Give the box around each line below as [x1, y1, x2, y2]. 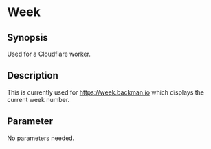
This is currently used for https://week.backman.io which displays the [7, 88, 205, 97]
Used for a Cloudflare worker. [7, 50, 91, 58]
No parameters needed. [7, 134, 75, 142]
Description [7, 70, 58, 81]
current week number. [7, 95, 70, 103]
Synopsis [7, 32, 48, 43]
